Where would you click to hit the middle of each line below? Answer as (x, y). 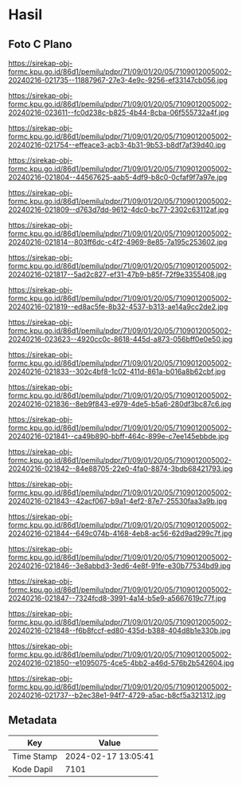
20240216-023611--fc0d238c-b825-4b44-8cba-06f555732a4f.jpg (119, 112)
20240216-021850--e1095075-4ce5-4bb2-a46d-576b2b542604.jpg (121, 663)
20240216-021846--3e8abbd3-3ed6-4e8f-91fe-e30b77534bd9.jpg (119, 566)
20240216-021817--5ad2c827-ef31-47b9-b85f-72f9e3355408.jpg (117, 274)
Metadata (33, 720)
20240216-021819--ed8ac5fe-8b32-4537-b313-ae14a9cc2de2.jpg (118, 307)
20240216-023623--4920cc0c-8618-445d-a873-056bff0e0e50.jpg (121, 339)
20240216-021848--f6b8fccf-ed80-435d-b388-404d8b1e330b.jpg (119, 630)
